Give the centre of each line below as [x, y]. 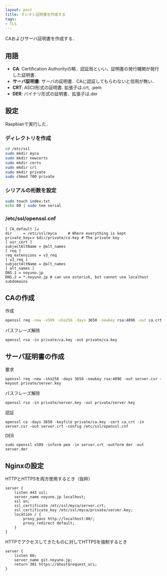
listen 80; [25, 556]
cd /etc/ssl [17, 149]
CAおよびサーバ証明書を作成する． [41, 38]
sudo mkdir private [25, 172]
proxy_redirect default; [49, 523]
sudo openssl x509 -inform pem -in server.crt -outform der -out [74, 445]
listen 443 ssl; [31, 493]
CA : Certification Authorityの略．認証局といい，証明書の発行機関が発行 [85, 69]
